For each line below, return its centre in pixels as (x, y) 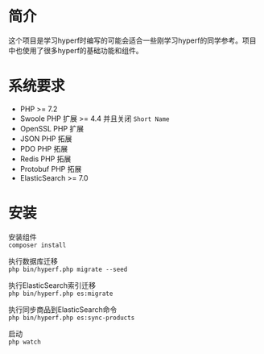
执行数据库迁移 (33, 261)
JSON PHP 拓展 (46, 139)
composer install (37, 245)
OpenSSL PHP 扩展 (52, 128)
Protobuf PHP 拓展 (51, 169)
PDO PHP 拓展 (44, 148)
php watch (25, 342)
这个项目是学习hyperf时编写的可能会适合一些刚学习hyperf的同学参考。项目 (132, 40)
